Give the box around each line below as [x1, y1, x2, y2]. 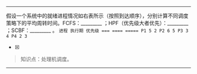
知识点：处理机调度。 [20, 56, 72, 62]
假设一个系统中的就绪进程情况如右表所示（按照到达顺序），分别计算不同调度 [6, 12, 189, 19]
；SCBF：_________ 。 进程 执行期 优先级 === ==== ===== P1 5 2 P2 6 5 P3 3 [6, 27, 189, 34]
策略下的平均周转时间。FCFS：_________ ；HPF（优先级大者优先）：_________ [6, 20, 189, 26]
